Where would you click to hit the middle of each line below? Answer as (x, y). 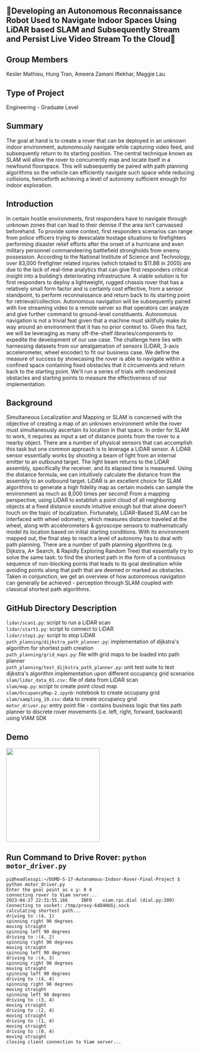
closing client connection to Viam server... (64, 1042)
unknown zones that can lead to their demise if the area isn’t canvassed (95, 225)
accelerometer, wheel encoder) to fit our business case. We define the (93, 352)
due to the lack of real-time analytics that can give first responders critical (97, 269)
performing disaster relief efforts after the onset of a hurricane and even (95, 244)
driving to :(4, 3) (30, 958)
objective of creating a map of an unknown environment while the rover (94, 424)
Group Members (37, 60)
